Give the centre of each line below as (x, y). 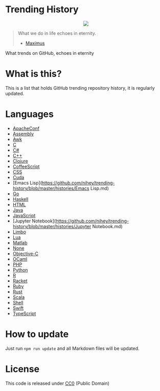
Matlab (20, 242)
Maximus (35, 43)
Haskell (20, 199)
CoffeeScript (26, 166)
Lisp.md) (99, 188)
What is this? (34, 74)
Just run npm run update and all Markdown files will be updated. (72, 348)
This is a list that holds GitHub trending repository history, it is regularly (80, 88)
